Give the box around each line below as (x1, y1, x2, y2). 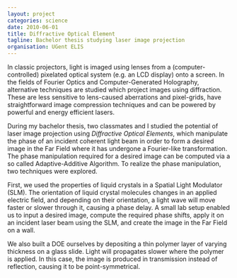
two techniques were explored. (7, 167, 98, 175)
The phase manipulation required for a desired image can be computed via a (7, 152, 231, 160)
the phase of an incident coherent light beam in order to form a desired (7, 137, 214, 145)
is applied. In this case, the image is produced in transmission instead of (7, 255, 218, 263)
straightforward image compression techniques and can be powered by (7, 101, 216, 109)
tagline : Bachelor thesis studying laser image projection (7, 37, 185, 44)
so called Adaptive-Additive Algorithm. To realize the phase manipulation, (7, 160, 221, 167)
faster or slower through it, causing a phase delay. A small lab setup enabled (7, 204, 230, 211)
